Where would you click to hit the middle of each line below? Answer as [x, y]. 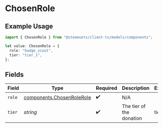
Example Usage [29, 26]
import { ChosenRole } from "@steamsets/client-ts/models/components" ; [79, 37]
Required [106, 88]
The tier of [134, 106]
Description [136, 88]
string [30, 113]
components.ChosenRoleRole [57, 97]
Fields [15, 75]
